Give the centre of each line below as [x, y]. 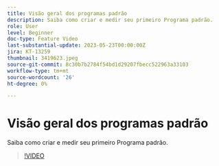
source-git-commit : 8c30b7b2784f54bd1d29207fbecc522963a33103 [98, 64]
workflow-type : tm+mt [38, 71]
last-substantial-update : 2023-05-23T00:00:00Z [77, 45]
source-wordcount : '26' [41, 77]
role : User [23, 26]
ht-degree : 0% [27, 84]
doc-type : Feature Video [43, 39]
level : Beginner [30, 33]
